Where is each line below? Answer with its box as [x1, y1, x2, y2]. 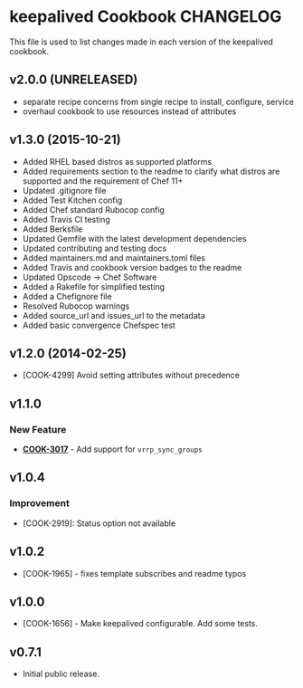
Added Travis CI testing [22, 214, 110, 225]
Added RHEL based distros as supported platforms [22, 156, 213, 167]
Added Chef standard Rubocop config [22, 204, 166, 215]
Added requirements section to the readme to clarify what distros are [22, 166, 280, 177]
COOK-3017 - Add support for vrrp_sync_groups [22, 444, 204, 454]
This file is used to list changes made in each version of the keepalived [9, 36, 274, 47]
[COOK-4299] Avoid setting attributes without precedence [22, 369, 240, 381]
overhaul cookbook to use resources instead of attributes [22, 106, 237, 117]
